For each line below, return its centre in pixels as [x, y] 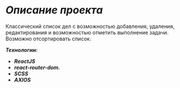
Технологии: [22, 50]
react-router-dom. [37, 67]
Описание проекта [54, 10]
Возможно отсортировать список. [48, 38]
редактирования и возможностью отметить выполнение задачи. [87, 32]
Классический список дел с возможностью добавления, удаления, [90, 26]
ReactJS [25, 61]
